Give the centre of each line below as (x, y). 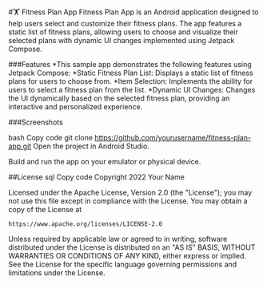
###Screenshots (36, 122)
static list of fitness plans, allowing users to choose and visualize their (123, 32)
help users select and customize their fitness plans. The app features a (125, 24)
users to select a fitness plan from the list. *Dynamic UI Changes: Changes (132, 90)
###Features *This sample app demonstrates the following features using (130, 64)
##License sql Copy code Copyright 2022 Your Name (97, 177)
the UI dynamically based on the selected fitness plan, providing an (119, 98)
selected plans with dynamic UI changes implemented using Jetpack (122, 40)
